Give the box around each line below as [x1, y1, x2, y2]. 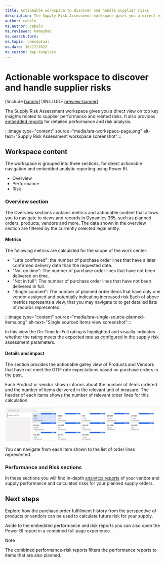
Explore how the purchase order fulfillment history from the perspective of [5, 508, 157, 514]
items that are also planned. [5, 552, 62, 558]
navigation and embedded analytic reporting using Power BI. [5, 166, 128, 172]
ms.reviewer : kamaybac [5, 29, 52, 34]
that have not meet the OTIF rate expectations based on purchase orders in [5, 367, 158, 373]
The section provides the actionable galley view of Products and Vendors [5, 362, 154, 367]
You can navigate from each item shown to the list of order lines [5, 446, 135, 452]
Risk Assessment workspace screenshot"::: [33, 133, 122, 139]
